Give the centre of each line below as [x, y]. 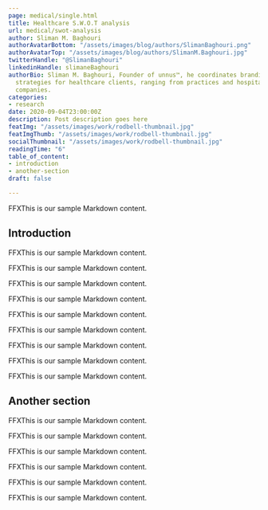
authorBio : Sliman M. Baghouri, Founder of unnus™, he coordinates [123, 75]
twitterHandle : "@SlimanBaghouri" [66, 61]
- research [26, 104]
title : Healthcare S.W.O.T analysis [69, 23]
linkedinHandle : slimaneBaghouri [64, 68]
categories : [28, 97]
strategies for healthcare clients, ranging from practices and [124, 82]
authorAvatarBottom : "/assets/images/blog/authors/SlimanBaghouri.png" [130, 45]
